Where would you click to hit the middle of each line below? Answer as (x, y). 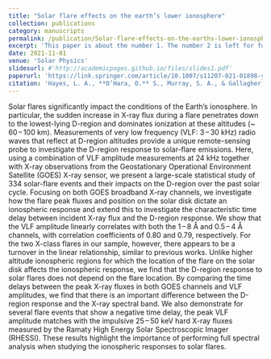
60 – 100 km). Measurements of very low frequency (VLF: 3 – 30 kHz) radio (132, 132)
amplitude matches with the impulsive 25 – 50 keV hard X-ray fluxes (121, 320)
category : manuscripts (46, 31)
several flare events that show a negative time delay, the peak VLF (119, 312)
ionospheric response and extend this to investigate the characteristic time (132, 209)
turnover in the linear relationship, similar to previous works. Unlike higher (131, 252)
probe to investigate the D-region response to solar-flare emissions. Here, (131, 149)
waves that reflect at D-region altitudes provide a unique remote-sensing (129, 140)
